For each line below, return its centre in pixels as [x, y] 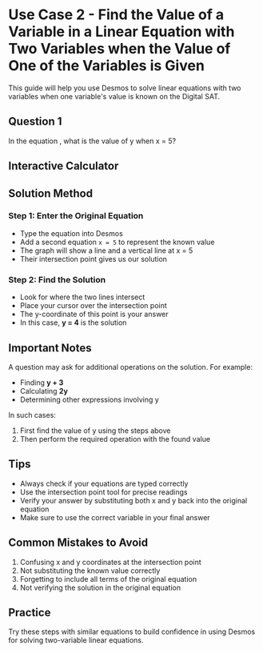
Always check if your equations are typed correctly [104, 483]
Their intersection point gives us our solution [94, 258]
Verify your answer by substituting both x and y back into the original [133, 500]
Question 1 [35, 122]
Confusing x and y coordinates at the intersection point [110, 562]
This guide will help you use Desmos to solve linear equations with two [125, 88]
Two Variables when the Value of [120, 49]
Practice [30, 613]
